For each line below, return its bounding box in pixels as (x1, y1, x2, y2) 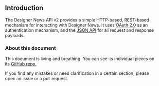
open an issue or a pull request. (5, 76, 69, 82)
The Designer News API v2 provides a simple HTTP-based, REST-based (5, 17, 149, 22)
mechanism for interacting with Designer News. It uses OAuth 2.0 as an (5, 22, 148, 28)
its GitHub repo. (5, 61, 36, 67)
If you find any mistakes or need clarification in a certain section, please (5, 70, 149, 76)
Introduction (5, 4, 44, 12)
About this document (5, 44, 56, 51)
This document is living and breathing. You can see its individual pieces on (5, 56, 155, 62)
